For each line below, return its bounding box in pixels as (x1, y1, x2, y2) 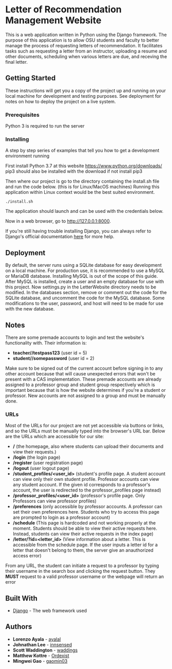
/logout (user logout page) (12, 465, 69, 472)
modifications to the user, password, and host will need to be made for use (5, 300, 163, 306)
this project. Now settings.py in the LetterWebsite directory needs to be (5, 284, 157, 290)
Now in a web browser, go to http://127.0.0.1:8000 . (5, 218, 111, 224)
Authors (5, 622, 32, 631)
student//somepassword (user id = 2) (12, 355, 94, 361)
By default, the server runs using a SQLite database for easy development (5, 262, 162, 268)
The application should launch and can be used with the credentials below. (5, 208, 163, 214)
